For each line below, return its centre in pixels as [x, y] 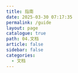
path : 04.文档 [23, 39]
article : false [25, 45]
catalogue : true [26, 34]
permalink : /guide [29, 22]
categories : [21, 55]
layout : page [22, 28]
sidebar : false [25, 50]
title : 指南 [20, 11]
